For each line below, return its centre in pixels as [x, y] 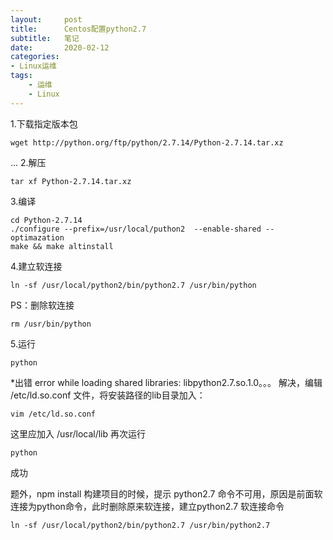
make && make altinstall [62, 246]
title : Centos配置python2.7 [78, 29]
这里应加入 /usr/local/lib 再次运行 [78, 433]
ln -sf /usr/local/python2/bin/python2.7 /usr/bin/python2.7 [140, 525]
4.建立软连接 [36, 266]
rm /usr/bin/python [51, 324]
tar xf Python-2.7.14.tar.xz [71, 181]
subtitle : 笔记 [45, 38]
